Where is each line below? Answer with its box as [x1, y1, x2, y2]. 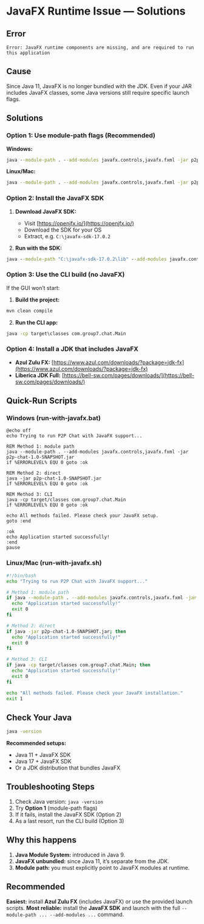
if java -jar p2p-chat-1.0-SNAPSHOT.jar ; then [6, 628, 126, 635]
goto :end [6, 518, 32, 524]
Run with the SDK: [15, 244, 63, 252]
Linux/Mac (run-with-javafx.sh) [6, 559, 102, 567]
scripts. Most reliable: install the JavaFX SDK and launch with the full [6, 904, 180, 911]
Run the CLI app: [15, 319, 58, 326]
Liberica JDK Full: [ [15, 371, 64, 379]
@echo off [6, 427, 32, 434]
